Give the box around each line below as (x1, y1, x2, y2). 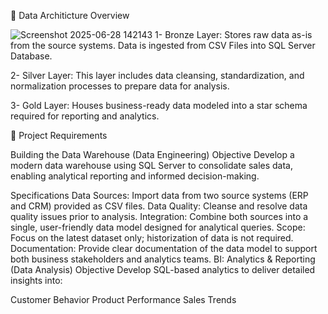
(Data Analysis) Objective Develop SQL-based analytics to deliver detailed (10, 264, 316, 275)
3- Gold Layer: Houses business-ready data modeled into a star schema (10, 100, 308, 111)
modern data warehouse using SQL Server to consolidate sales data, (10, 160, 294, 171)
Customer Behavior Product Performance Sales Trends (10, 294, 237, 305)
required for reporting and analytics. (10, 110, 160, 122)
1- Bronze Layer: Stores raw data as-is (154, 29, 313, 40)
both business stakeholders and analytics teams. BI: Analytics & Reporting (10, 253, 316, 265)
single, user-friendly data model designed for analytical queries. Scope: (10, 221, 306, 233)
